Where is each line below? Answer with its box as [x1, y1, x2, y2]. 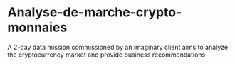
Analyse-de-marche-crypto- [7, 4, 182, 21]
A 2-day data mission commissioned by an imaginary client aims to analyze [7, 43, 229, 51]
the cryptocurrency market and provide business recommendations [7, 50, 206, 59]
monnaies [7, 19, 68, 35]
